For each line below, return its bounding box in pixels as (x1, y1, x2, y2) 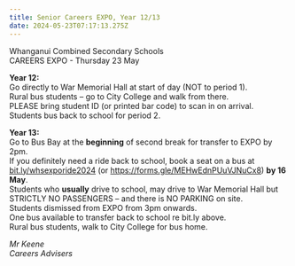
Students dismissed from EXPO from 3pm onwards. (9, 202, 198, 213)
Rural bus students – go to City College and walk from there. (9, 90, 229, 102)
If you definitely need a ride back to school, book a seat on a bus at (9, 155, 255, 166)
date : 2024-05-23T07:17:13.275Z (9, 21, 128, 30)
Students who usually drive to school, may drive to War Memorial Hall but (9, 184, 279, 194)
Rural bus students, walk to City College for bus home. (9, 221, 208, 231)
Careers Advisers (9, 247, 74, 258)
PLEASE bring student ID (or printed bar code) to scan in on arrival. (9, 100, 254, 111)
